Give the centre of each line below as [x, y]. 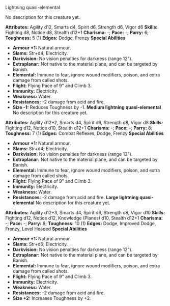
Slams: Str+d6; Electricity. [40, 244]
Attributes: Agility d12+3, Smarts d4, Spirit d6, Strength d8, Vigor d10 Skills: [85, 213]
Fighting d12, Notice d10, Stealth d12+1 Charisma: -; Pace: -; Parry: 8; [79, 128]
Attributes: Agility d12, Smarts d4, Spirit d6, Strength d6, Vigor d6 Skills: [81, 27]
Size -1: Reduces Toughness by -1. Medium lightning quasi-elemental [87, 107]
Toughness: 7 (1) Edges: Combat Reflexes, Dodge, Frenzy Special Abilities [84, 133]
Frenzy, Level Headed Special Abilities [46, 229]
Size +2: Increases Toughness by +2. [52, 298]
